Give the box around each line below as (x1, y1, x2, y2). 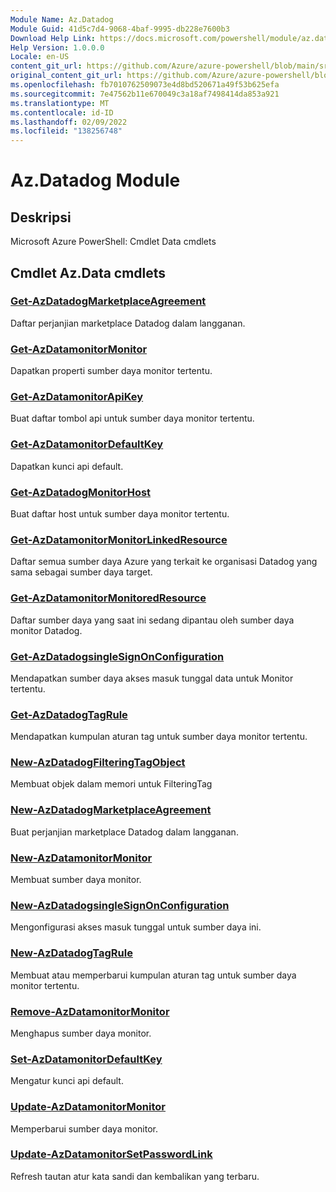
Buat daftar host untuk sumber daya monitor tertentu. (10, 508, 230, 520)
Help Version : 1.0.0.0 (10, 42, 105, 53)
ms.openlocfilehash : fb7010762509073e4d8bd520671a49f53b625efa (10, 80, 280, 90)
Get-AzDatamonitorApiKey (10, 390, 144, 404)
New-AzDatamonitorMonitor (10, 851, 153, 865)
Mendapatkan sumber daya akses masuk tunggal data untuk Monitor (10, 672, 294, 684)
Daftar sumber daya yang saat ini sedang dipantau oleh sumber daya (10, 614, 295, 626)
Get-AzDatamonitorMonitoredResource (10, 591, 207, 605)
